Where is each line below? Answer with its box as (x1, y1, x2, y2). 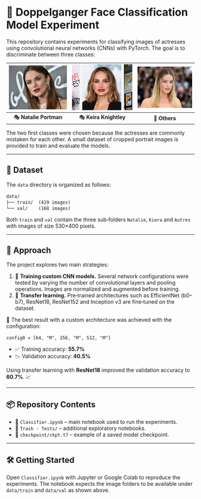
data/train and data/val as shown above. (6, 486, 110, 494)
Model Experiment (6, 18, 100, 32)
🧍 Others (153, 114, 176, 122)
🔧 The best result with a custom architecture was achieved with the (6, 316, 172, 324)
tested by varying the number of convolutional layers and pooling (14, 279, 176, 286)
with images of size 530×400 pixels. (6, 222, 96, 229)
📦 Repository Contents (6, 399, 96, 410)
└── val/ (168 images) (6, 205, 71, 211)
